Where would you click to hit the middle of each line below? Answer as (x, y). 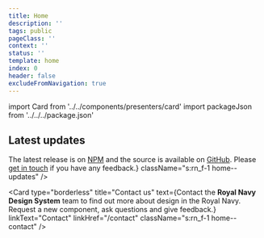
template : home (34, 61)
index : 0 (23, 69)
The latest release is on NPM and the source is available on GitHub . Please (132, 160)
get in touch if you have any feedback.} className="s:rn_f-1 (109, 168)
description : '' (36, 23)
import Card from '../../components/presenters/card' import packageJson (130, 106)
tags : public (30, 31)
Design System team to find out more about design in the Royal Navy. (125, 201)
